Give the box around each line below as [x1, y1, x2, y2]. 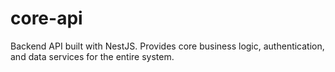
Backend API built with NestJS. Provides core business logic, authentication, [10, 40, 325, 52]
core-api [10, 7, 83, 30]
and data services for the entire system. [10, 50, 175, 62]
